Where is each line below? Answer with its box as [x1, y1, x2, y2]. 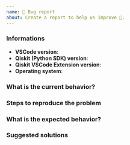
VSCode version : [14, 48, 59, 55]
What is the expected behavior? [6, 115, 101, 123]
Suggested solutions [6, 131, 68, 140]
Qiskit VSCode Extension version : [14, 61, 101, 68]
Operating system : [14, 67, 63, 74]
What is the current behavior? [6, 82, 96, 91]
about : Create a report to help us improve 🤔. [6, 14, 125, 21]
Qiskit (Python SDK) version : [14, 54, 88, 62]
